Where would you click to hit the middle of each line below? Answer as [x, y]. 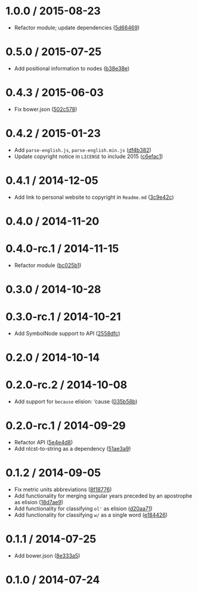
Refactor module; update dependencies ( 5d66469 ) [77, 28]
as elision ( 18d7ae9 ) [39, 502]
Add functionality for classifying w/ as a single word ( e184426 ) [91, 515]
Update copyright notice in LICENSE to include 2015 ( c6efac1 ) [89, 156]
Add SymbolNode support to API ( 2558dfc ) [67, 333]
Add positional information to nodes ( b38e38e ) [72, 68]
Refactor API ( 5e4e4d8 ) [44, 442]
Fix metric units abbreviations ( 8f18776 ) [63, 489]
